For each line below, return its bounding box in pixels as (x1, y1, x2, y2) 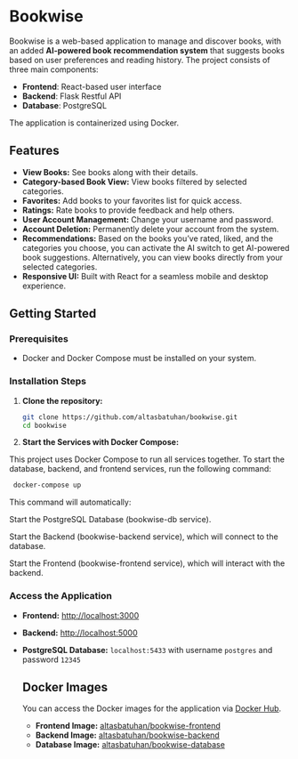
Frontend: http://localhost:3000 (21, 610, 140, 620)
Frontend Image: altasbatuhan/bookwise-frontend (35, 721, 221, 731)
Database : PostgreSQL (21, 100, 108, 110)
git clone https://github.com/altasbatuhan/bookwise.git (21, 412, 238, 422)
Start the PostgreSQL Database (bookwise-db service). (9, 514, 212, 525)
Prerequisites (9, 333, 68, 345)
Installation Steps (9, 375, 87, 388)
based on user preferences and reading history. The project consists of (9, 54, 270, 65)
